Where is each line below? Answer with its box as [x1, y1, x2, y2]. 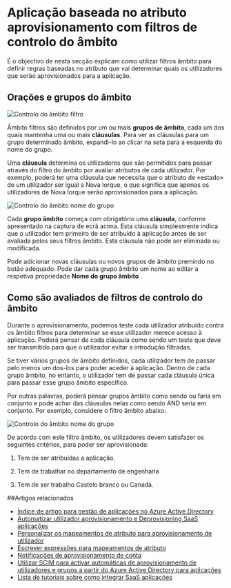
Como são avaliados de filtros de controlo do [7, 292, 203, 304]
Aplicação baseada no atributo [7, 5, 188, 21]
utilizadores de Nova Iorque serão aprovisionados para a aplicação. [7, 187, 199, 196]
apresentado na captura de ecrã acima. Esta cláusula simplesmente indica [7, 222, 219, 230]
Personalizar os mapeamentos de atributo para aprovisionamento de [17, 529, 212, 537]
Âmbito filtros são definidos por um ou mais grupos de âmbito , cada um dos [7, 123, 225, 132]
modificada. [7, 243, 41, 252]
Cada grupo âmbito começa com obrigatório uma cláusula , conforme [7, 214, 206, 223]
